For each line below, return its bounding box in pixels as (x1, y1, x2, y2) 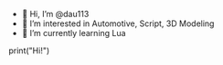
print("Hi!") (8, 45, 50, 56)
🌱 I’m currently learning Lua (21, 28, 126, 38)
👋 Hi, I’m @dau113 (21, 9, 90, 19)
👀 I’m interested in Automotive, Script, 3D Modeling (21, 18, 215, 29)
